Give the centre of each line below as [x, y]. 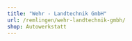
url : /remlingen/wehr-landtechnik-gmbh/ [67, 20]
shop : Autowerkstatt [37, 26]
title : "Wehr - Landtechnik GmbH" [57, 14]
